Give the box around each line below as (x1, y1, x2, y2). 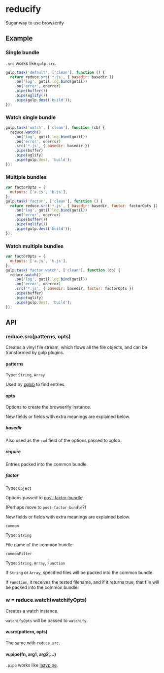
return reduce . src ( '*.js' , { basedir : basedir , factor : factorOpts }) (10, 203, 158, 208)
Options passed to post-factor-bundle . (5, 494, 84, 501)
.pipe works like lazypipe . (5, 662, 58, 668)
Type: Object (5, 485, 32, 491)
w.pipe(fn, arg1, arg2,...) (5, 651, 56, 657)
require (5, 449, 21, 455)
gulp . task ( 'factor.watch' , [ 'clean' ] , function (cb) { (5, 267, 121, 273)
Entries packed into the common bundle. (5, 461, 88, 467)
